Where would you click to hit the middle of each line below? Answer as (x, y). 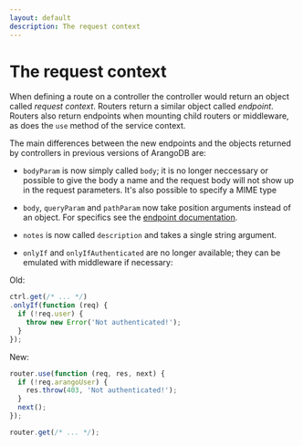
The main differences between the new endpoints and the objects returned (151, 143)
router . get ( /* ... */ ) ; (55, 432)
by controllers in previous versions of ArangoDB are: (108, 153)
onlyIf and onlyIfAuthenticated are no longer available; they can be (151, 253)
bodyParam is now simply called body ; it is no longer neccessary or (146, 171)
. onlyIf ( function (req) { (58, 306)
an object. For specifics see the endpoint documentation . (130, 218)
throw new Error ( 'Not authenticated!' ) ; (104, 323)
